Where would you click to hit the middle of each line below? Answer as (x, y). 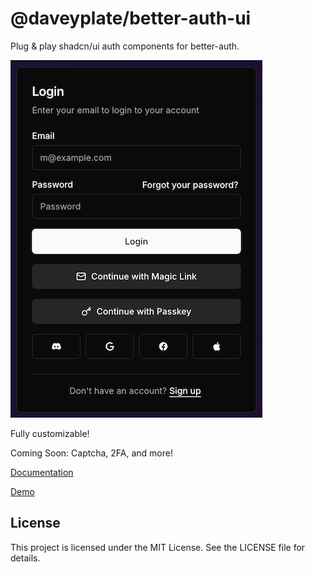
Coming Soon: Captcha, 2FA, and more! (91, 453)
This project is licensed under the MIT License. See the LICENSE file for (158, 547)
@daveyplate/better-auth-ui (131, 18)
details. (25, 558)
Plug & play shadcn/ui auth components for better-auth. (125, 46)
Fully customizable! (50, 433)
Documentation (42, 472)
